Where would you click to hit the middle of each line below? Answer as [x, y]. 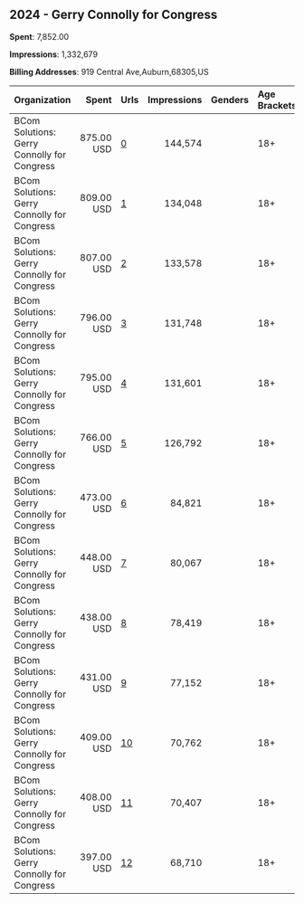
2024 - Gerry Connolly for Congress [114, 15]
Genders [230, 100]
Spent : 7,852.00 [39, 36]
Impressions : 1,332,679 [53, 54]
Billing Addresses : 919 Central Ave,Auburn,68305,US [109, 71]
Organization [43, 100]
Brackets [277, 105]
